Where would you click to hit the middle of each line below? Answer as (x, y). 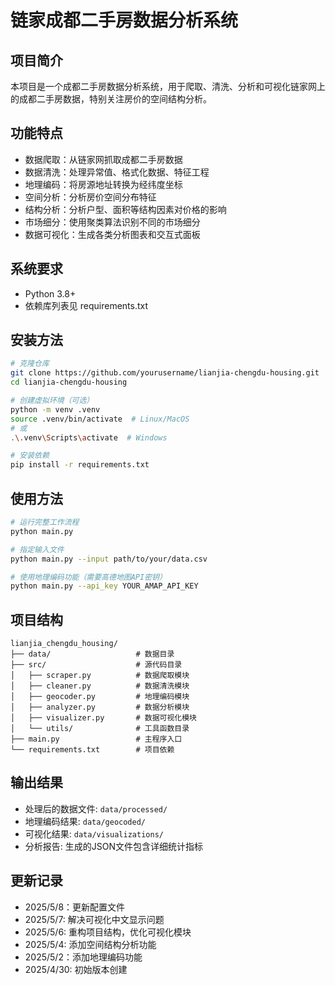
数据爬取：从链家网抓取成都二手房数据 (103, 159)
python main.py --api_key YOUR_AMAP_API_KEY (104, 586)
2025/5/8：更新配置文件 (75, 907)
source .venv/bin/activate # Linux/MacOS (100, 419)
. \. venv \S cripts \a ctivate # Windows (89, 437)
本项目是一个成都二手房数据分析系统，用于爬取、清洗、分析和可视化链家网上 (168, 86)
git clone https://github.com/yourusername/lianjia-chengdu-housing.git (165, 373)
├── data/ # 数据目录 (92, 654)
